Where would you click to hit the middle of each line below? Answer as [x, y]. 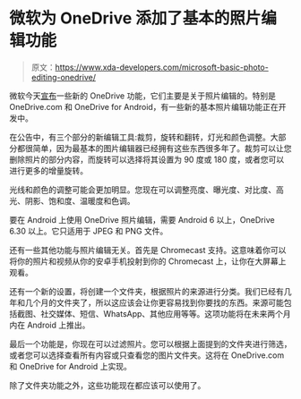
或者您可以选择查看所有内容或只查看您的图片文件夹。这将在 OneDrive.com [147, 355]
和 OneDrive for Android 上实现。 [70, 366]
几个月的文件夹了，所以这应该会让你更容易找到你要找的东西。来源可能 [154, 302]
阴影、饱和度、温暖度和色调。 [80, 200]
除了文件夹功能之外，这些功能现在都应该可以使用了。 [107, 385]
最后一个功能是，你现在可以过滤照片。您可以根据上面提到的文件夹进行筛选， [150, 344]
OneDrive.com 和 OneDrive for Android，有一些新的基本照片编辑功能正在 [144, 106]
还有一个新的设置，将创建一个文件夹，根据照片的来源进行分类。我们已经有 [146, 291]
